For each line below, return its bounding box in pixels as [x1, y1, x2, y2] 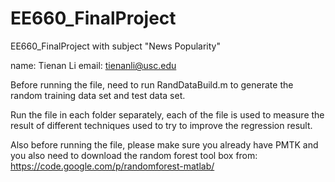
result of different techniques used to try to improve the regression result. [10, 119, 313, 131]
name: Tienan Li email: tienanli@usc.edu [10, 59, 177, 71]
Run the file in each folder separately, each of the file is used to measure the [10, 108, 325, 121]
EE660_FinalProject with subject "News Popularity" [10, 40, 221, 52]
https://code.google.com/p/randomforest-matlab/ [10, 160, 215, 172]
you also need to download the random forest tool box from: [10, 149, 258, 161]
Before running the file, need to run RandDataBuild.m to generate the [10, 78, 294, 91]
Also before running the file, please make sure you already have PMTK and [10, 138, 319, 151]
